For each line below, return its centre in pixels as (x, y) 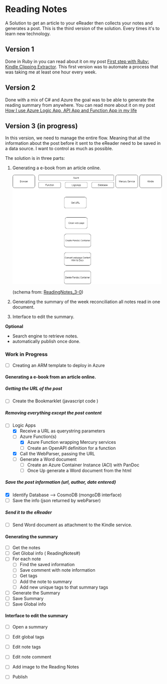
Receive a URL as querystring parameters (62, 431)
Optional (14, 327)
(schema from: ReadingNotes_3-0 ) (48, 292)
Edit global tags (28, 637)
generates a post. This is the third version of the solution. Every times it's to (83, 28)
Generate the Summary (36, 593)
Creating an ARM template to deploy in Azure (59, 365)
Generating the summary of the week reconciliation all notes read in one (86, 302)
